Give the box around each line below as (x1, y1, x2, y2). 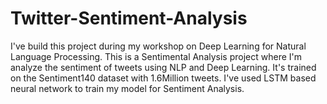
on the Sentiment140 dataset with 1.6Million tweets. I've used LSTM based (10, 72, 317, 84)
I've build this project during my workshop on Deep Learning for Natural (10, 40, 307, 52)
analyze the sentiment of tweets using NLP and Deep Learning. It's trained (10, 61, 317, 73)
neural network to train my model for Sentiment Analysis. (10, 82, 245, 94)
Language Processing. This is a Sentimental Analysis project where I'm (10, 50, 303, 62)
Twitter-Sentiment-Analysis (10, 7, 248, 30)
